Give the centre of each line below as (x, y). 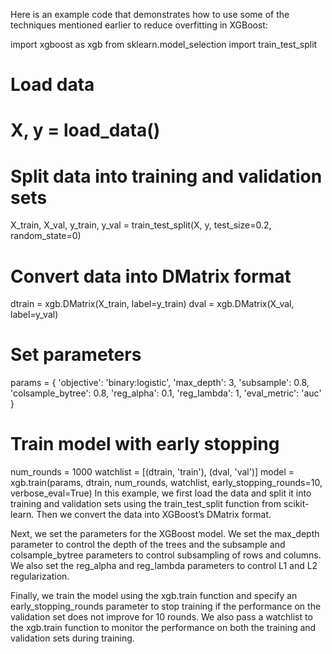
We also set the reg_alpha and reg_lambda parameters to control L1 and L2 (164, 566)
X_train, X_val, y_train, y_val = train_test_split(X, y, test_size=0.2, (141, 225)
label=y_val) (34, 315)
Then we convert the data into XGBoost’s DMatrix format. (154, 515)
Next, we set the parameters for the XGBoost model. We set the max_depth (165, 534)
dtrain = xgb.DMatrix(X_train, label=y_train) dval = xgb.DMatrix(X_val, (152, 304)
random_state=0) (46, 236)
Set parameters (76, 355)
